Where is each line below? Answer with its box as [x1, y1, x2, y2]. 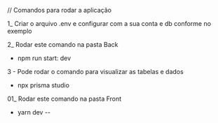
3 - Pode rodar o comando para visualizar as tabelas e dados [7, 68, 184, 75]
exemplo [7, 27, 32, 35]
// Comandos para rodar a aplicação [7, 6, 112, 14]
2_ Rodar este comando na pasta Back [7, 41, 118, 48]
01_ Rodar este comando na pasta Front [7, 94, 122, 103]
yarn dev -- [17, 108, 51, 116]
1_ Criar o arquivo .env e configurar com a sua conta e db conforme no [7, 20, 212, 27]
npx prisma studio [17, 81, 70, 89]
